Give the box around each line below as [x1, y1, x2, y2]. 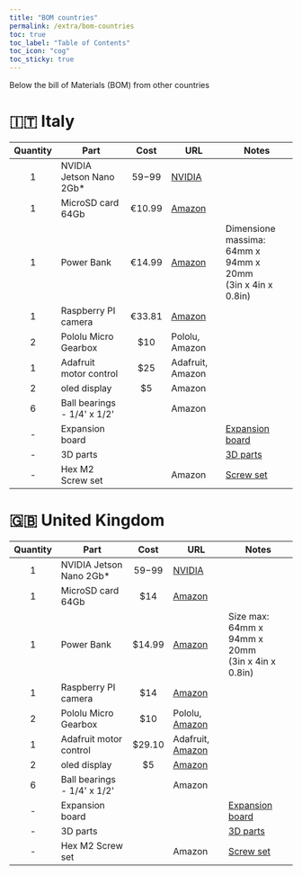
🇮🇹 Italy [9, 112, 75, 131]
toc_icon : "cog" [9, 47, 70, 56]
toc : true [9, 30, 47, 39]
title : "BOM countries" [9, 13, 99, 22]
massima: [225, 233, 266, 246]
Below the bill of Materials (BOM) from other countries [9, 80, 209, 90]
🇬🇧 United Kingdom [9, 510, 165, 531]
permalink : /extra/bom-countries [9, 22, 135, 31]
